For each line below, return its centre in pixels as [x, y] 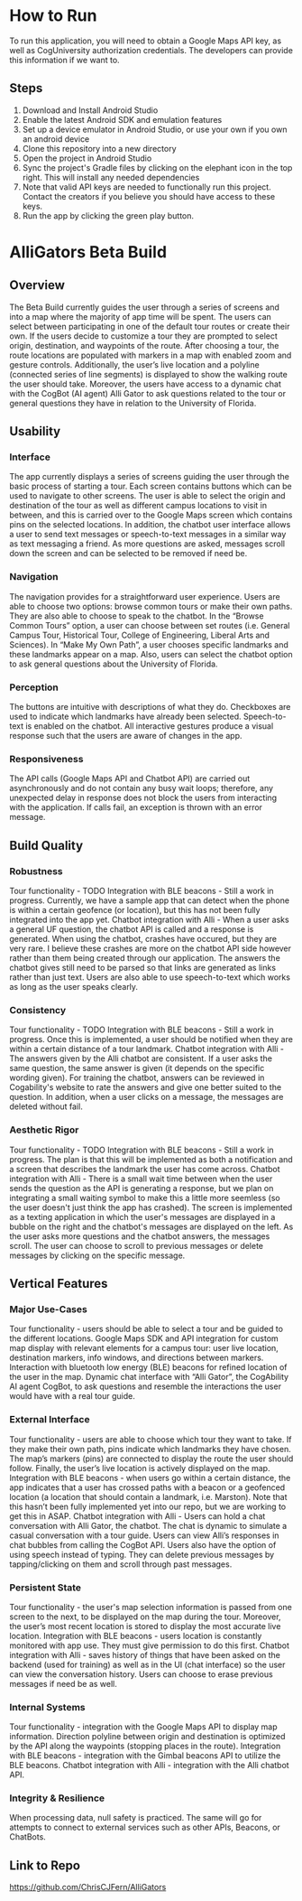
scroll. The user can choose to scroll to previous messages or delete [137, 1245]
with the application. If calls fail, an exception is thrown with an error [136, 807]
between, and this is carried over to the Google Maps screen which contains [151, 515]
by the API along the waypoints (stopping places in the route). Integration [145, 1746]
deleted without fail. [46, 1106]
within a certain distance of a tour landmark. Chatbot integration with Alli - [146, 1049]
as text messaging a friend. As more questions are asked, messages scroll [147, 544]
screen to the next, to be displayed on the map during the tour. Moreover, [145, 1617]
